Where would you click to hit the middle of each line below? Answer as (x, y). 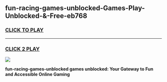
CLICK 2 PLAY (22, 49)
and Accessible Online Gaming (38, 74)
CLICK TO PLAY (24, 30)
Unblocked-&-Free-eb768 (46, 16)
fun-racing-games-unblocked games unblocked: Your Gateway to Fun (79, 69)
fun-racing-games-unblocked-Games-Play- (75, 8)
